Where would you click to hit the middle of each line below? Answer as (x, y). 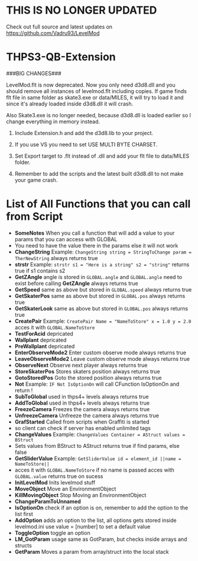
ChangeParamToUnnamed (48, 501)
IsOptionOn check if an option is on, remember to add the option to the (101, 508)
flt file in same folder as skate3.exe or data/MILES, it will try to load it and (95, 97)
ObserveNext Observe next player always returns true (81, 365)
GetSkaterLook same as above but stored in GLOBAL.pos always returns (101, 308)
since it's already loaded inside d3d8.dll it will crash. (70, 104)
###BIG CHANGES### (34, 73)
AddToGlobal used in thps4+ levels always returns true (82, 403)
